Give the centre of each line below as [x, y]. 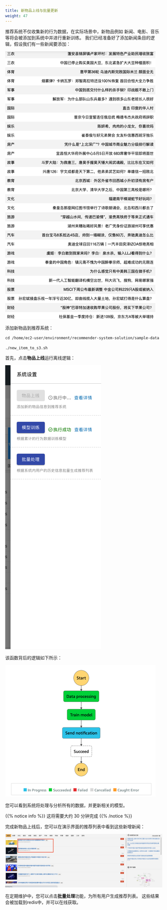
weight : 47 [16, 16]
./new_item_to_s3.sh [27, 348]
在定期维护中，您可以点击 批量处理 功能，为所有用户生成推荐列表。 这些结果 [82, 896]
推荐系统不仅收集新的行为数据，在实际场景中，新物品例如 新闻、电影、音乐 [82, 31]
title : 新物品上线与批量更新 [32, 11]
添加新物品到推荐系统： [29, 328]
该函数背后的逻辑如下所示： [34, 657]
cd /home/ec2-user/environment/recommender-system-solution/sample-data [82, 338]
